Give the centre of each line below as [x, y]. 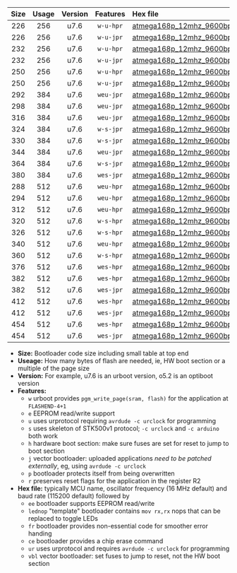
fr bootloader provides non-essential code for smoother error [118, 526]
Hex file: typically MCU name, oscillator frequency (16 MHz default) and [122, 488]
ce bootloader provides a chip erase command [96, 541]
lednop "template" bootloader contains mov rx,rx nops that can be [124, 511]
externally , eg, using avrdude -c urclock [87, 466]
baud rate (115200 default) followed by [73, 496]
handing [40, 533]
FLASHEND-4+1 [47, 406]
